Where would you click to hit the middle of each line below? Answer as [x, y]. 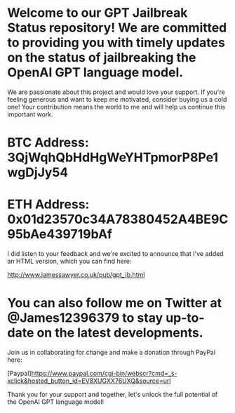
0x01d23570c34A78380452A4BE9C [118, 219]
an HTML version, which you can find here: [69, 262]
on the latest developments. [120, 333]
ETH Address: [48, 204]
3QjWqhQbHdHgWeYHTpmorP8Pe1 [113, 157]
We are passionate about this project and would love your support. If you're [116, 92]
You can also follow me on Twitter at [115, 303]
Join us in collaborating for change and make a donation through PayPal [112, 352]
